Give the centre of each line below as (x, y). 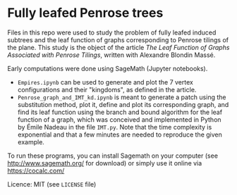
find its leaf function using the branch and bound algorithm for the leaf (120, 112)
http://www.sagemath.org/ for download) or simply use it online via (105, 163)
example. (31, 141)
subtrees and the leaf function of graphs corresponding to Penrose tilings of (118, 39)
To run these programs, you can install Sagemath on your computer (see (113, 156)
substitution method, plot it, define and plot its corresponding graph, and (123, 104)
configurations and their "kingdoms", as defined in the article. (107, 89)
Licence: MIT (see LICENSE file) (52, 184)
